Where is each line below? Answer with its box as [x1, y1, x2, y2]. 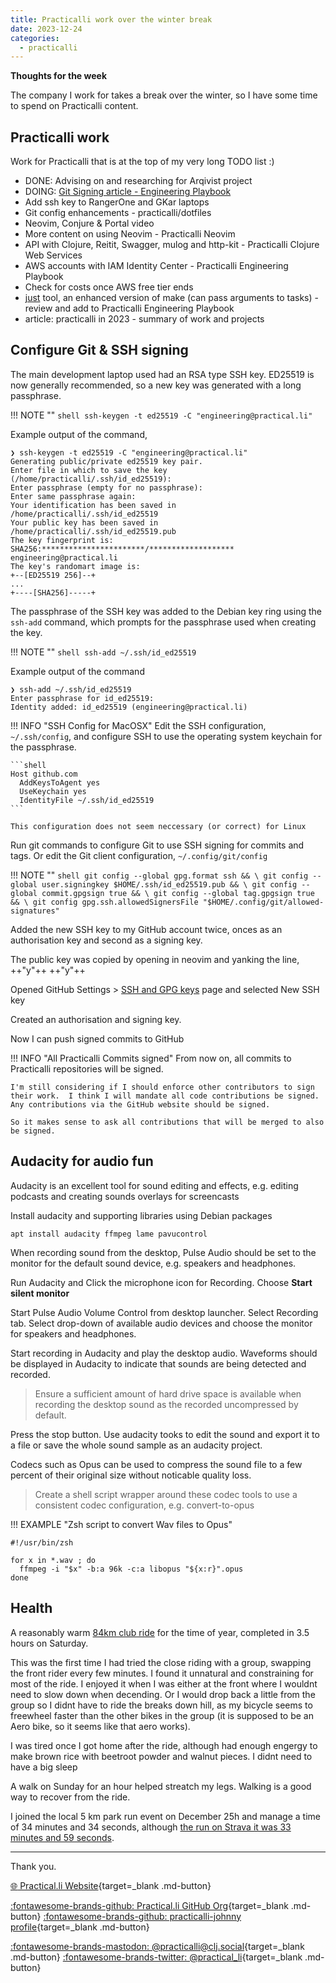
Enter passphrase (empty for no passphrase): [10, 482, 203, 493]
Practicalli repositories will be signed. [10, 1062, 164, 1075]
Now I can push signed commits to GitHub [10, 1032, 185, 1045]
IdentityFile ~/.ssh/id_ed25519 [19, 795, 155, 805]
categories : [10, 33, 60, 43]
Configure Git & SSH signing [10, 342, 189, 359]
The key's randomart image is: [10, 561, 141, 571]
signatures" [10, 906, 60, 916]
